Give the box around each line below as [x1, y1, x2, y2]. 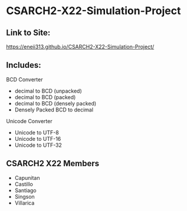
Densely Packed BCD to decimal [14, 106, 93, 113]
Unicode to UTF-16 [14, 135, 61, 142]
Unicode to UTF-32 [14, 141, 62, 149]
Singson [14, 193, 35, 200]
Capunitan [14, 174, 40, 181]
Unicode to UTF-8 [14, 128, 59, 136]
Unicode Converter [6, 117, 53, 124]
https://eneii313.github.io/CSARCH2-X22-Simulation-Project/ [6, 43, 155, 50]
